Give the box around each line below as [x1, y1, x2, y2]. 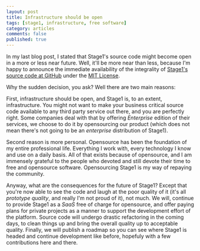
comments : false [6, 31, 47, 37]
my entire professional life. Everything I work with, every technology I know [6, 145, 191, 152]
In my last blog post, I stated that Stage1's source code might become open [6, 53, 192, 60]
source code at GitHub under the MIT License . [6, 72, 121, 79]
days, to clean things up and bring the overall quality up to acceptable [6, 220, 178, 227]
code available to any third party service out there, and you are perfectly [6, 108, 184, 115]
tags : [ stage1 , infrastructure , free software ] [6, 20, 127, 26]
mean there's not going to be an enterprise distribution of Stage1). [6, 127, 168, 134]
